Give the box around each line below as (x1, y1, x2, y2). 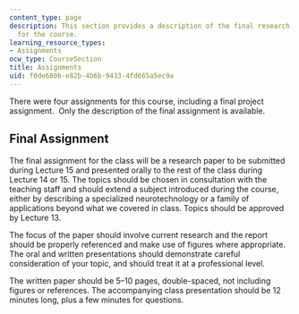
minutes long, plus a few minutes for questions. (9, 294, 184, 305)
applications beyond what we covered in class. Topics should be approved (9, 202, 285, 213)
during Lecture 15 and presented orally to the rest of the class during (9, 165, 262, 175)
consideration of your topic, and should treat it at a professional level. (9, 258, 266, 268)
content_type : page (9, 13, 82, 22)
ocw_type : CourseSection (9, 55, 102, 64)
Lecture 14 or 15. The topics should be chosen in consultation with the (9, 174, 268, 184)
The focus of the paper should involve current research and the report (9, 229, 269, 240)
